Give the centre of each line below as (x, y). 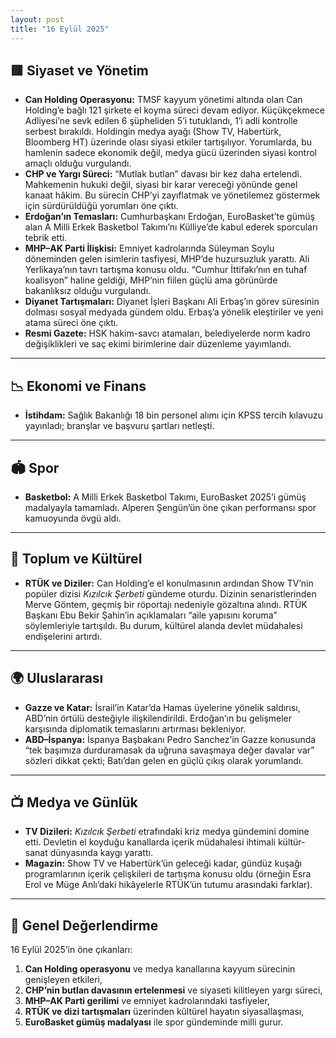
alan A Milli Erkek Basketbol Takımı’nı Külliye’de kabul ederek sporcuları (171, 227)
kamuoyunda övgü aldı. (73, 518)
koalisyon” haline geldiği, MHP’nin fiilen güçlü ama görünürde (151, 280)
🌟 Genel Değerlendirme (84, 925)
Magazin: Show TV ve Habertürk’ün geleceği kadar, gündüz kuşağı (163, 863)
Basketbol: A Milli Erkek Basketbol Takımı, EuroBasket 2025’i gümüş (165, 497)
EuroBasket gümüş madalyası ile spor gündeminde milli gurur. (154, 1022)
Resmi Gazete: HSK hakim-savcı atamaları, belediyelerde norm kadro (167, 333)
